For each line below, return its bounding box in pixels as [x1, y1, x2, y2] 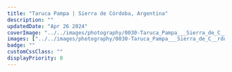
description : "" [7, 16, 54, 23]
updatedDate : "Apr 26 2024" [7, 23, 88, 29]
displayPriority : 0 [7, 55, 64, 62]
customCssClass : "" [7, 49, 64, 56]
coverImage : [7, 29, 41, 36]
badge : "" [7, 42, 36, 49]
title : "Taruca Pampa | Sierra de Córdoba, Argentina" [7, 10, 168, 17]
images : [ [7, 36, 36, 43]
